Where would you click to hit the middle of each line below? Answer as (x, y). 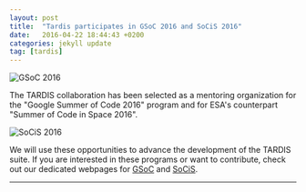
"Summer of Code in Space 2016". (74, 115)
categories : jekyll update (61, 43)
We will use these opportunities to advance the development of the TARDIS (150, 150)
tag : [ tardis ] (36, 52)
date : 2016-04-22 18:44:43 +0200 (77, 35)
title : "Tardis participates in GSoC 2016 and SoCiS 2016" (126, 26)
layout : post (34, 18)
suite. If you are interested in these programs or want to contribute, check (148, 159)
